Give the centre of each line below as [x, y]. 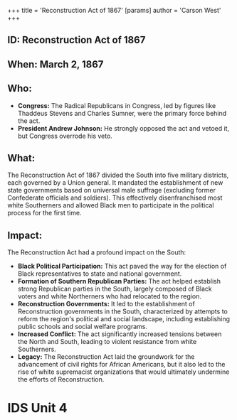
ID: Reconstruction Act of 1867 [77, 40]
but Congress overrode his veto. [65, 136]
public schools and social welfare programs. [83, 327]
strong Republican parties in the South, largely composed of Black [115, 289]
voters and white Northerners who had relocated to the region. [109, 296]
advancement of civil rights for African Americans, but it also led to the [121, 365]
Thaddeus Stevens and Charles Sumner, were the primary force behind [122, 113]
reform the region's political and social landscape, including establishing [123, 319]
